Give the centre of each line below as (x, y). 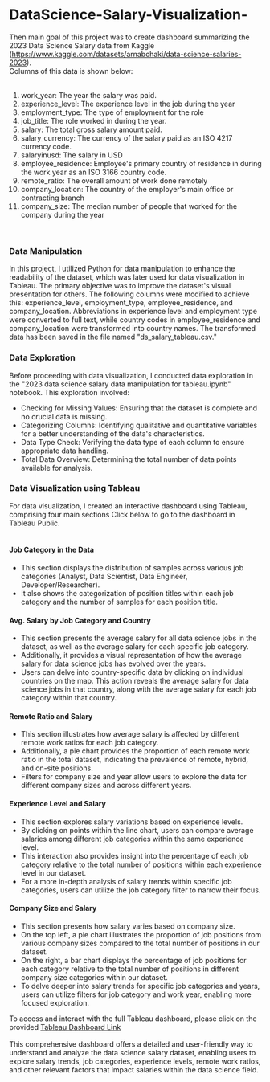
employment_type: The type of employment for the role (112, 112)
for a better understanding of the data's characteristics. (112, 433)
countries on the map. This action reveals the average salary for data (135, 681)
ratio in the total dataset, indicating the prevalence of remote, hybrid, (134, 760)
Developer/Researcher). (60, 585)
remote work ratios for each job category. (90, 743)
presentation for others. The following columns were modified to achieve (129, 294)
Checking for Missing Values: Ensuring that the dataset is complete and (139, 408)
